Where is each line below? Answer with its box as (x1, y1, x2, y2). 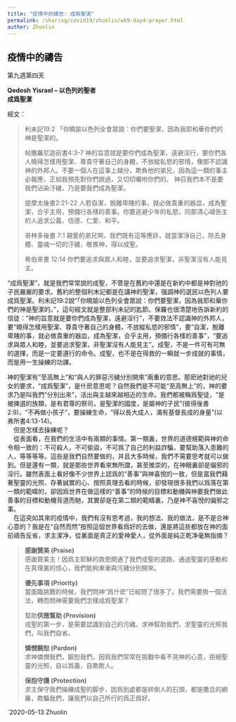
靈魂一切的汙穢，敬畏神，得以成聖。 (37, 240, 142, 248)
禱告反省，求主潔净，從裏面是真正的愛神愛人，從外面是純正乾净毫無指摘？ (13, 531, 229, 540)
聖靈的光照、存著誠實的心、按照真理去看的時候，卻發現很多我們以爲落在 (13, 479, 223, 487)
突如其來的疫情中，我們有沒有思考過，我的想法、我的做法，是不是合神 (25, 514, 229, 522)
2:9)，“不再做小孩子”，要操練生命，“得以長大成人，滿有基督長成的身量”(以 (7, 408, 223, 417)
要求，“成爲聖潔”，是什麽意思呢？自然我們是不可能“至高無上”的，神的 (19, 381, 221, 391)
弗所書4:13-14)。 (7, 417, 56, 426)
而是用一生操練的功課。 (7, 358, 75, 367)
